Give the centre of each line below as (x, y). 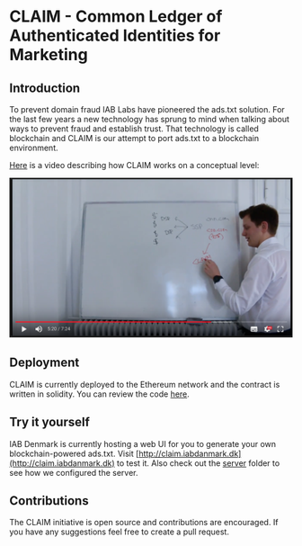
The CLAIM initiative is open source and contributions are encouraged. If (144, 523)
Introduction (45, 88)
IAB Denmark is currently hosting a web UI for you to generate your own (143, 443)
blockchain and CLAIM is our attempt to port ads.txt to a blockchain (134, 138)
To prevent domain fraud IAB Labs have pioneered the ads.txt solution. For (147, 109)
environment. (34, 148)
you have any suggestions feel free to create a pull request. (119, 532)
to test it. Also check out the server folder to (198, 463)
